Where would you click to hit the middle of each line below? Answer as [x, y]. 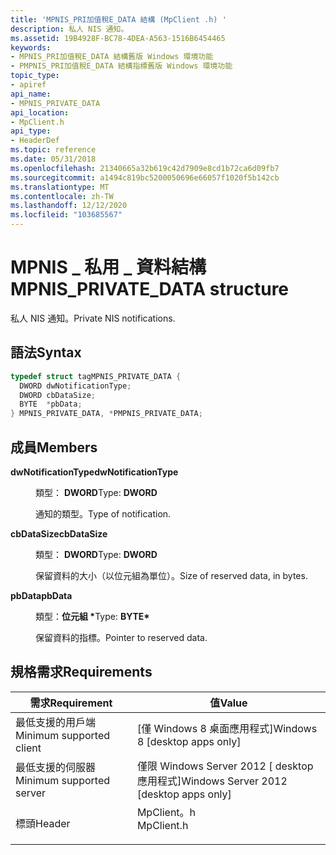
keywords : [31, 47]
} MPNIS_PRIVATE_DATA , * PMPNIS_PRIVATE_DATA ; [106, 414]
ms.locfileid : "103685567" [66, 215]
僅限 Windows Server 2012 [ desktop [225, 766]
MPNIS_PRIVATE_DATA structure [150, 289]
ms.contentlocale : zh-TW [62, 196]
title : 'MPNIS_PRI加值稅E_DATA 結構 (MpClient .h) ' [118, 19]
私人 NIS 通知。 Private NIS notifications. [93, 318]
